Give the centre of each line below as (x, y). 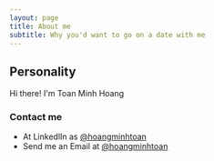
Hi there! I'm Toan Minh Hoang (67, 94)
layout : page (34, 18)
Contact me (36, 117)
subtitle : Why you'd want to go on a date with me (107, 35)
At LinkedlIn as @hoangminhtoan (85, 136)
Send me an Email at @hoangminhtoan (95, 146)
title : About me (40, 26)
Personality (43, 71)
